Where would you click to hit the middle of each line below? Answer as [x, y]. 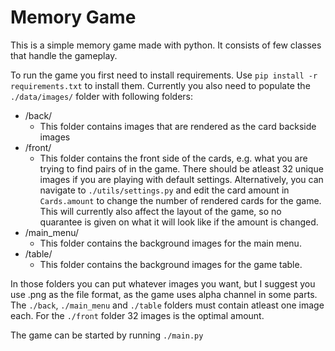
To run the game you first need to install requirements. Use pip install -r [164, 75]
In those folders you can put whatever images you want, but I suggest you [163, 283]
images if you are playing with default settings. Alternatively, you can [181, 179]
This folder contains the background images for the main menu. [170, 243]
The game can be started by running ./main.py [107, 335]
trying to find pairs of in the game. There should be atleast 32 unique [181, 168]
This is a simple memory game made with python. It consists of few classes [166, 45]
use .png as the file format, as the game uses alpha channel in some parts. [164, 294]
